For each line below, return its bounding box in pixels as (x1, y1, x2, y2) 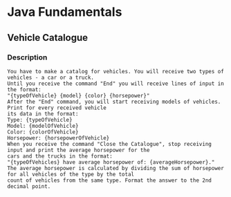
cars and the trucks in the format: (7, 153, 113, 160)
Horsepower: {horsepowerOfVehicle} (7, 134, 110, 142)
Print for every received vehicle (7, 104, 107, 111)
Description (7, 53, 48, 62)
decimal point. (7, 182, 51, 190)
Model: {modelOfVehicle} (7, 122, 79, 129)
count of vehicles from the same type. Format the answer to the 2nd (7, 177, 212, 184)
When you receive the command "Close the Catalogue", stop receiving (7, 140, 212, 147)
